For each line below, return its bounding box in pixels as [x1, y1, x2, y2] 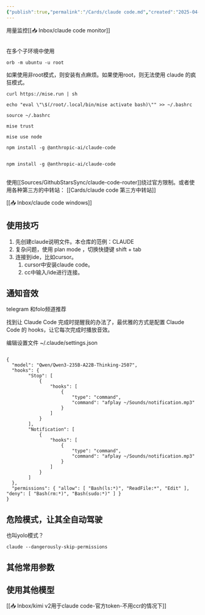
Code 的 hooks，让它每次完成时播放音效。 [6, 326, 113, 334]
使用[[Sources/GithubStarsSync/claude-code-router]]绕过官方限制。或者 [6, 178, 190, 186]
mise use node [6, 134, 43, 140]
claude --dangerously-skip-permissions [6, 544, 108, 550]
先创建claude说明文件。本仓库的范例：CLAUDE [15, 238, 134, 245]
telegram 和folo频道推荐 [6, 306, 67, 313]
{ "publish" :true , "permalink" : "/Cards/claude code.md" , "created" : [6, 9, 176, 15]
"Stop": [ [28, 373, 53, 379]
